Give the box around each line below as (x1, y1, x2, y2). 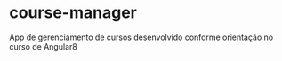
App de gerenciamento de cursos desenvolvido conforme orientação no (9, 32, 274, 42)
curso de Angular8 (9, 41, 77, 51)
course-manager (9, 3, 138, 23)
